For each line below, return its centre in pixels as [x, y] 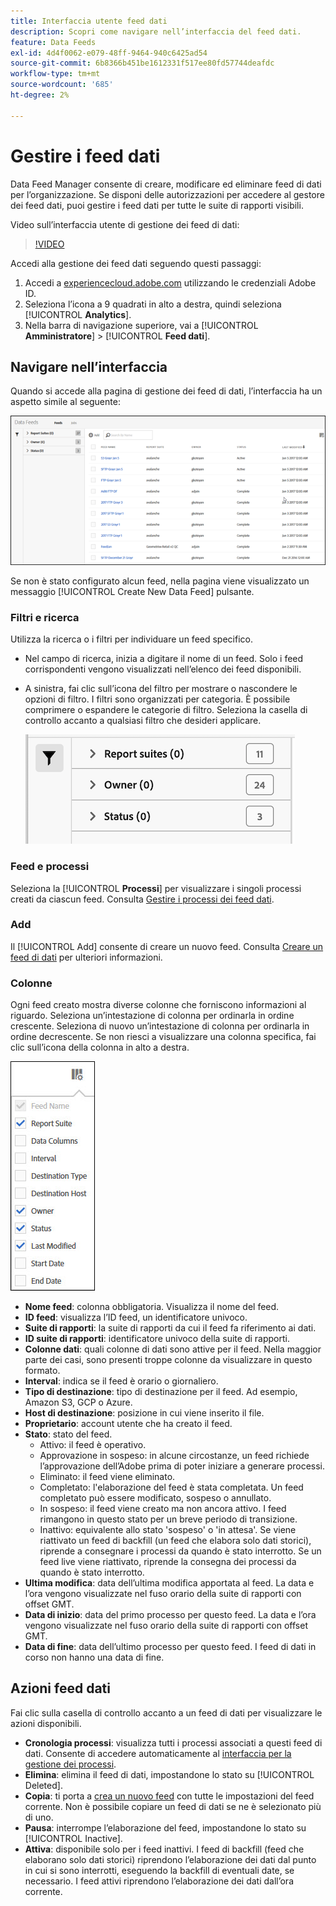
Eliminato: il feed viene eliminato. [107, 1477]
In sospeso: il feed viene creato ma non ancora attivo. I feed [163, 1509]
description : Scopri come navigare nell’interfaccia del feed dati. [156, 31]
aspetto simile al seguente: [65, 402]
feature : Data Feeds [53, 42]
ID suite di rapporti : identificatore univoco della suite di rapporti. [157, 1339]
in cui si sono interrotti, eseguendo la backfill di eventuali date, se [159, 1870]
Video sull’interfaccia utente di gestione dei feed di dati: [125, 224]
